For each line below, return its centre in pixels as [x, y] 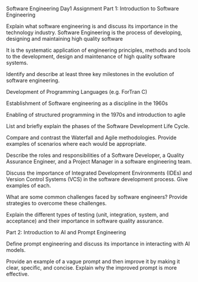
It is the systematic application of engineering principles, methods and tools [98, 50]
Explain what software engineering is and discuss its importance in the [92, 26]
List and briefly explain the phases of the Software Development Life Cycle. [98, 126]
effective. [18, 274]
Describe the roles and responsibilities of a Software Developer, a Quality [95, 155]
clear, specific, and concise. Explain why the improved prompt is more [92, 268]
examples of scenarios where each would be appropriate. [76, 144]
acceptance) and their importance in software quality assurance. [85, 221]
